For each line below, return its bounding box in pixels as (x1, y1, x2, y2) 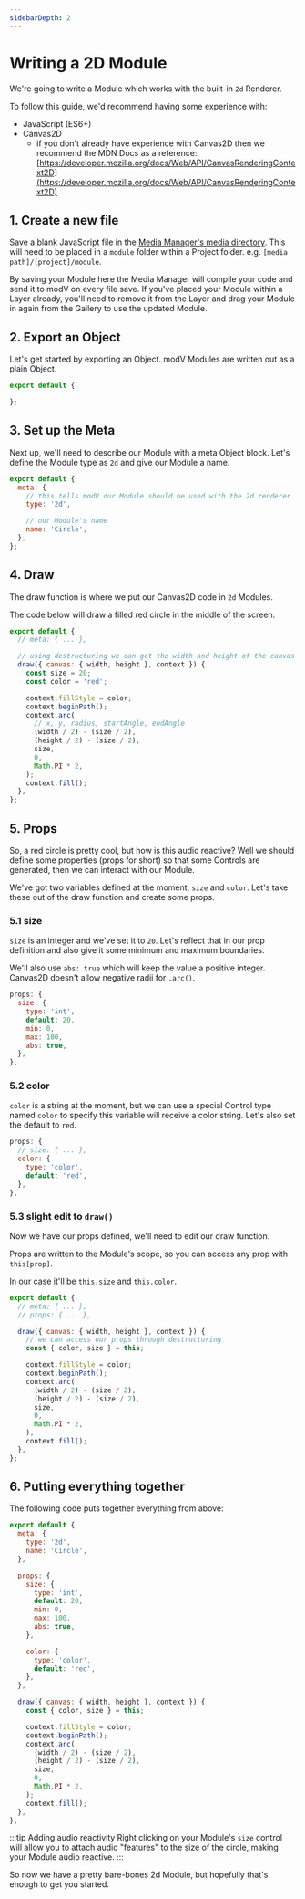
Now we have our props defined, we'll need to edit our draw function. (9, 1230, 270, 1242)
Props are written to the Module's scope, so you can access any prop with (9, 1248, 289, 1259)
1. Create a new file (9, 212, 119, 228)
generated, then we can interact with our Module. (9, 865, 196, 875)
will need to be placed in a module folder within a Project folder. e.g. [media (9, 247, 289, 257)
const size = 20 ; (25, 668, 92, 678)
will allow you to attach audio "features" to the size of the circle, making (9, 1841, 280, 1853)
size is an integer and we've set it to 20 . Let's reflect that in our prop (9, 935, 266, 946)
